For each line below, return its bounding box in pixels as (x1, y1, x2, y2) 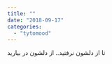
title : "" (7, 10, 36, 17)
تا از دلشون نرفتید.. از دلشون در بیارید (7, 49, 106, 57)
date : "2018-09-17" (7, 17, 64, 24)
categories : (7, 23, 42, 30)
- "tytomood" (13, 29, 52, 37)
